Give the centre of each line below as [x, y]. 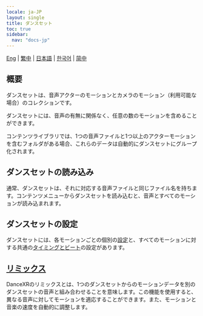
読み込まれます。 [43, 203]
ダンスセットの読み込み [50, 172]
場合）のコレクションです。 [41, 102]
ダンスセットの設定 [42, 225]
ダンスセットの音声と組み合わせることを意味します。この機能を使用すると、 [101, 292]
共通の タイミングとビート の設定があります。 [72, 247]
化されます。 [22, 151]
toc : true [19, 29]
